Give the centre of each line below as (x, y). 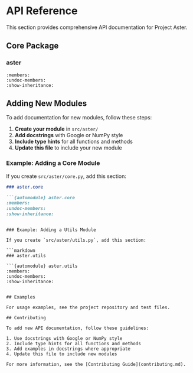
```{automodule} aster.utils (42, 266)
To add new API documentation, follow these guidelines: (78, 328)
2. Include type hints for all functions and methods (74, 344)
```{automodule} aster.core (41, 197)
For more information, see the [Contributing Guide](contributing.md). (96, 365)
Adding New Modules (47, 104)
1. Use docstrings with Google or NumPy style (64, 339)
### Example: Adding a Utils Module (51, 230)
